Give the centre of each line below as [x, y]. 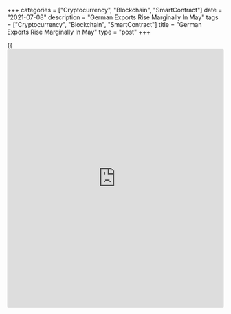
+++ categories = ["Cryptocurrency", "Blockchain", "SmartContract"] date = [115, 10]
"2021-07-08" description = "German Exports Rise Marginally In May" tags [113, 17]
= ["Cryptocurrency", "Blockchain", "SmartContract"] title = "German [104, 24]
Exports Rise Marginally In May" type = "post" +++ [79, 32]
